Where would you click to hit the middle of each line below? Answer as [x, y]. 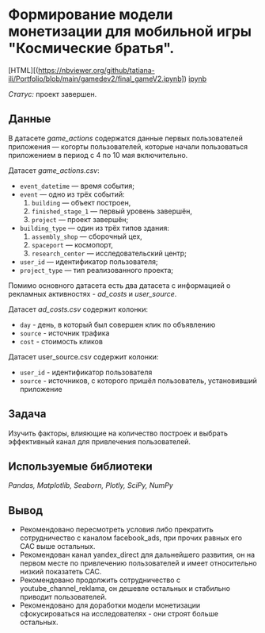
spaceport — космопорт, [72, 244]
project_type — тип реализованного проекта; [97, 270]
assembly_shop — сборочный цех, [87, 236]
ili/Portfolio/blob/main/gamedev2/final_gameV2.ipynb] [96, 79]
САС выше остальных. [57, 547]
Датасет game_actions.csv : [54, 170]
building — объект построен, [81, 202]
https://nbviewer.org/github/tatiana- [97, 70]
